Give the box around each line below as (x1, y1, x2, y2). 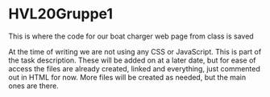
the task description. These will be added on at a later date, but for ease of (8, 55, 256, 65)
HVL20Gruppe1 (8, 5, 114, 23)
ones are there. (8, 81, 59, 91)
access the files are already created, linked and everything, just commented (8, 63, 260, 73)
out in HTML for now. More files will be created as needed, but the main (8, 72, 247, 82)
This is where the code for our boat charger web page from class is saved (8, 31, 254, 41)
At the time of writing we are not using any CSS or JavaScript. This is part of (8, 46, 262, 56)
